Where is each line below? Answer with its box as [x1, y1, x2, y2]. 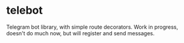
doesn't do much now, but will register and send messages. [6, 29, 155, 36]
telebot [6, 4, 44, 17]
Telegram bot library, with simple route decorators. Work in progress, [6, 23, 179, 30]
